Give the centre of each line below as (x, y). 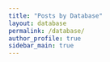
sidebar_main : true (41, 46)
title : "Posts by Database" (56, 16)
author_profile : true (45, 38)
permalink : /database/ (47, 31)
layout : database (38, 23)
